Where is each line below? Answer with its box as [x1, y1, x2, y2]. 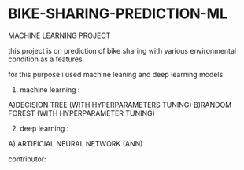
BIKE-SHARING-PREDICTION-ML [8, 5, 228, 23]
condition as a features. [8, 54, 85, 64]
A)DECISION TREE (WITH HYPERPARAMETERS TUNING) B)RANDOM [8, 100, 232, 109]
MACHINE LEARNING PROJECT [8, 31, 111, 40]
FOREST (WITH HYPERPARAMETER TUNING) [8, 108, 156, 118]
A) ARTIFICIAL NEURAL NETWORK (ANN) [8, 139, 143, 148]
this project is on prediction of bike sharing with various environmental [8, 46, 237, 55]
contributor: [8, 154, 47, 164]
